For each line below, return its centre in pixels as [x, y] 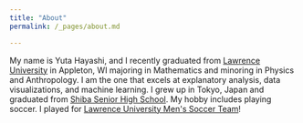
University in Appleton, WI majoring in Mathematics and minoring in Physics [152, 70]
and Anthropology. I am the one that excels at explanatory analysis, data [145, 79]
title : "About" [38, 18]
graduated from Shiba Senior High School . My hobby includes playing [141, 99]
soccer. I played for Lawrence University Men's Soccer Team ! [125, 108]
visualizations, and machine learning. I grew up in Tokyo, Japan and [137, 89]
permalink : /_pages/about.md [65, 26]
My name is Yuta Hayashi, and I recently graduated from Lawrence [135, 60]
